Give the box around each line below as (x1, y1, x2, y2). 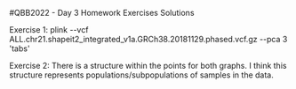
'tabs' (9, 43, 30, 54)
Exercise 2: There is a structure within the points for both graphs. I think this (9, 61, 287, 70)
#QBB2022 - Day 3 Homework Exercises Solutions (9, 8, 195, 18)
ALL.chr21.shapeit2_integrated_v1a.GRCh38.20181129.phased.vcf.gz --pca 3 (9, 34, 288, 44)
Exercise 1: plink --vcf (9, 25, 89, 34)
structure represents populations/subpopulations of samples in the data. (9, 70, 274, 80)
